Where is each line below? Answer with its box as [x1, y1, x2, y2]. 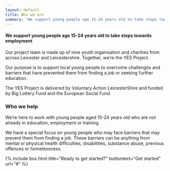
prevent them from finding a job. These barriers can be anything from [5, 135, 150, 141]
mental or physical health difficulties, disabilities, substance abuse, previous [5, 140, 164, 146]
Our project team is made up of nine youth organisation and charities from [5, 49, 160, 55]
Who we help [5, 103, 38, 110]
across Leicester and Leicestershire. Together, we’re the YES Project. [5, 54, 149, 61]
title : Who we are [5, 12, 44, 17]
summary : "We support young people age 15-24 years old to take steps [5, 17, 157, 22]
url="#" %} [5, 160, 28, 167]
